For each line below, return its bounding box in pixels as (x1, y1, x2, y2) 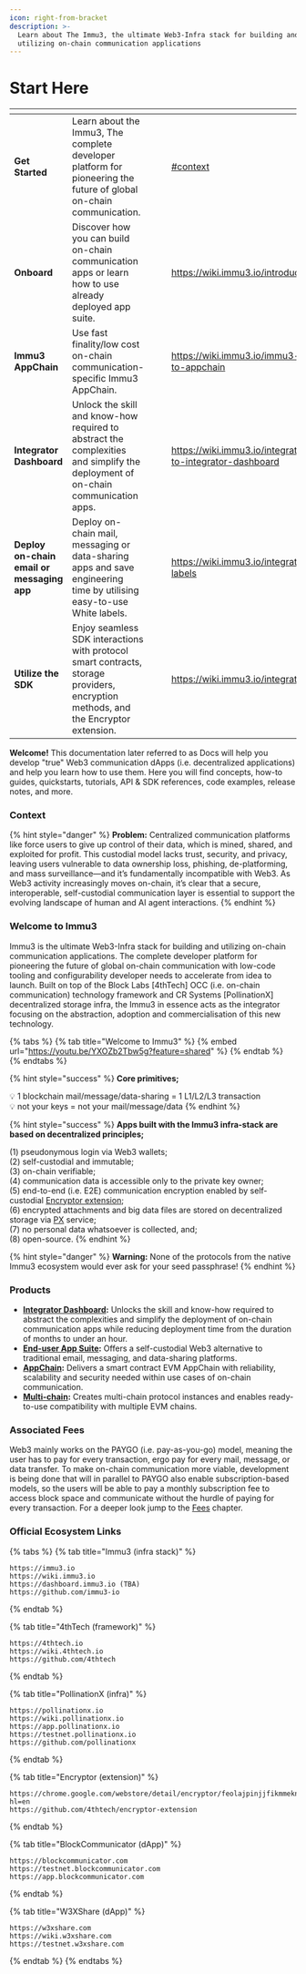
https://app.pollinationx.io (9, 1722, 120, 1731)
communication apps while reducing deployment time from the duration (22, 1324, 292, 1335)
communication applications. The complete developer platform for (9, 950, 258, 961)
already (71, 289, 105, 302)
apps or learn (71, 266, 129, 279)
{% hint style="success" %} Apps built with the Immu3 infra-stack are (9, 1119, 279, 1130)
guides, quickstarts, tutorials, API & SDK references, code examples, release (9, 776, 296, 788)
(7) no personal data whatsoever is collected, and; (9, 1223, 198, 1234)
